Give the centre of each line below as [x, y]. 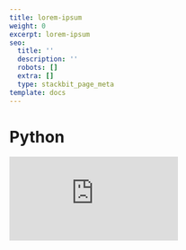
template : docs [38, 92]
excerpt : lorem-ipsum [50, 34]
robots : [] [38, 68]
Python [37, 137]
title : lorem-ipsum [46, 17]
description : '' [48, 59]
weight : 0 [28, 26]
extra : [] [35, 76]
